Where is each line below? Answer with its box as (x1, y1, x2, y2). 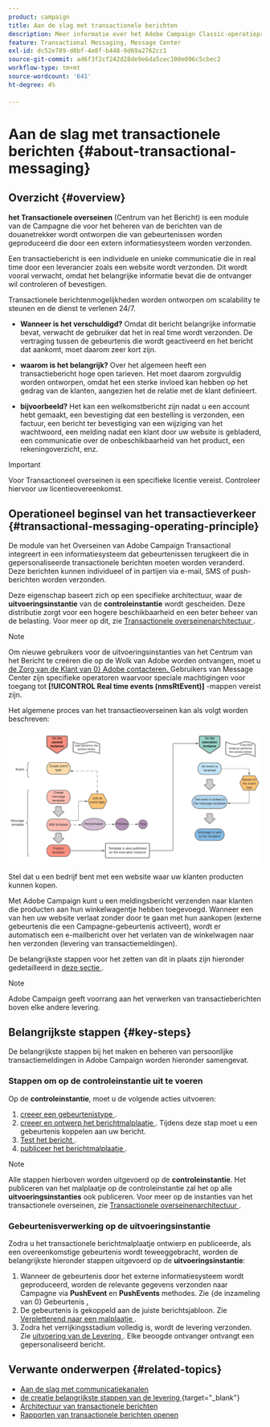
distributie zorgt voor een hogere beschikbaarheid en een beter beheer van (8, 608, 259, 617)
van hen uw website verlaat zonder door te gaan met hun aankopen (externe (8, 912, 262, 922)
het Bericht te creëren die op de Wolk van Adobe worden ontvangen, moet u (8, 656, 261, 666)
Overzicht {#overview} (8, 191, 126, 205)
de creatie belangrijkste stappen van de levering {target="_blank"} (19, 1392, 240, 1402)
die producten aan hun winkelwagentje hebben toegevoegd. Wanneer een (8, 904, 254, 914)
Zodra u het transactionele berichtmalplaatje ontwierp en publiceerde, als (8, 1239, 252, 1248)
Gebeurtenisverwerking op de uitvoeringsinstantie (8, 1220, 211, 1232)
